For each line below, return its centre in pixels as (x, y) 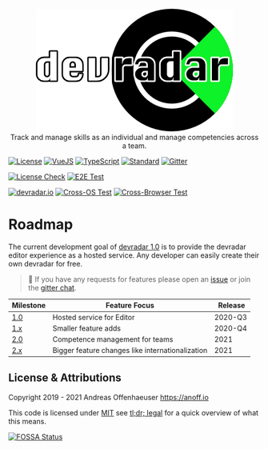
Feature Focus (130, 306)
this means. (27, 421)
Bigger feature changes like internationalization (130, 351)
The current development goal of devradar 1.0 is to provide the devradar (127, 247)
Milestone (29, 306)
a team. (134, 146)
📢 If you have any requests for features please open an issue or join (139, 279)
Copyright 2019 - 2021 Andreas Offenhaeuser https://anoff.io (109, 397)
